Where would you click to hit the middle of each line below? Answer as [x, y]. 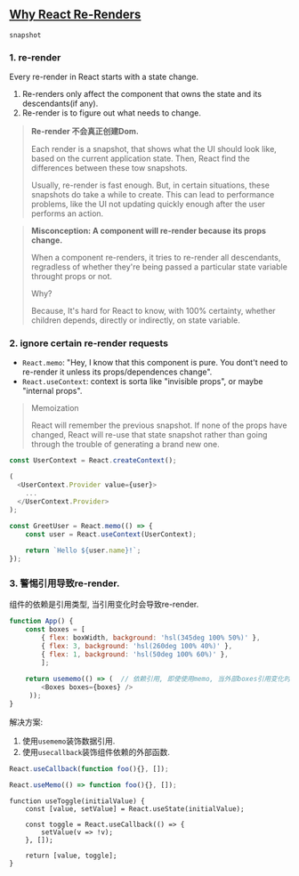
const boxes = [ [56, 630]
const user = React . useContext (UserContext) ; [111, 534]
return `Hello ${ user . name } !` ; [83, 551]
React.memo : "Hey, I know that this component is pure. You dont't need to [155, 363]
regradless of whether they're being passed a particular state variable [159, 267]
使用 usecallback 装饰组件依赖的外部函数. [96, 751]
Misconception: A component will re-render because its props [149, 231]
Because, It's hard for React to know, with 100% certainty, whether [153, 311]
